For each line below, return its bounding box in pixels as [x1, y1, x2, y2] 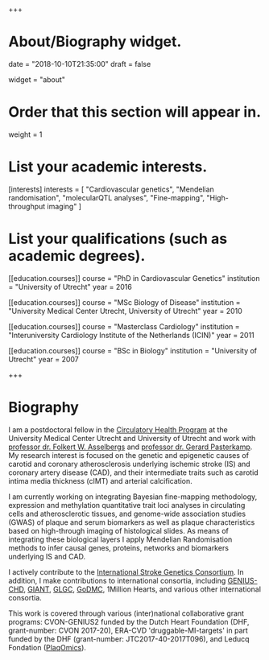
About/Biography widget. [8, 33, 182, 51]
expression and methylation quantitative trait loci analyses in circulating [8, 500, 246, 509]
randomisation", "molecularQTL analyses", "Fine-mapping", [8, 192, 205, 202]
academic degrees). [8, 247, 146, 265]
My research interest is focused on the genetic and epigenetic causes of [8, 450, 250, 460]
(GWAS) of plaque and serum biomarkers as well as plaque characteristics [8, 517, 255, 527]
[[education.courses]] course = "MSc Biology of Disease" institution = [8, 297, 241, 307]
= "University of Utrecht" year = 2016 [8, 282, 133, 291]
